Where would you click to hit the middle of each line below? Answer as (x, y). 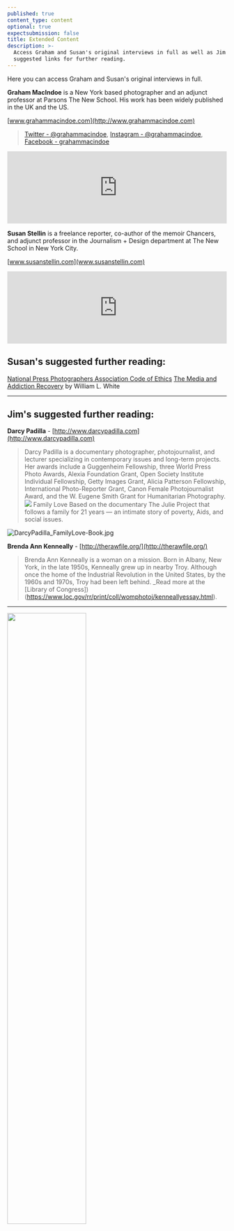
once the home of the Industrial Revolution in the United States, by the (125, 574)
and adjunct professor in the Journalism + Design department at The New (113, 240)
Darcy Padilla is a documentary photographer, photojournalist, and (119, 452)
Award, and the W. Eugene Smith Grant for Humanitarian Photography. (125, 496)
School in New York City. (43, 248)
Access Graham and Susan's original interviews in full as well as (114, 53)
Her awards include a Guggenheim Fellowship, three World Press (117, 466)
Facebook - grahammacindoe (67, 141)
